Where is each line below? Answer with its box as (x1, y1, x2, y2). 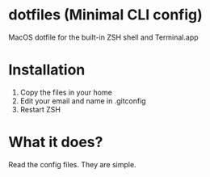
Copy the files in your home (19, 87, 113, 97)
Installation (8, 61, 86, 79)
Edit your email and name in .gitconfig (19, 95, 147, 106)
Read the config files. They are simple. (8, 159, 136, 169)
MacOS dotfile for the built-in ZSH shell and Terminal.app (8, 32, 199, 42)
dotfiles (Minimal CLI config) (8, 6, 204, 24)
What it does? (8, 133, 103, 151)
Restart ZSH (19, 104, 61, 114)
